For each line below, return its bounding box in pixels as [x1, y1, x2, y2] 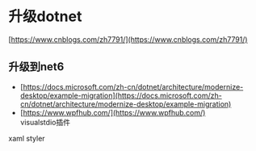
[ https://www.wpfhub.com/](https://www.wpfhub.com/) [19, 107, 206, 117]
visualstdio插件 [19, 117, 71, 127]
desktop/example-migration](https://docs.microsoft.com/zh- [19, 90, 222, 100]
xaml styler [8, 133, 46, 143]
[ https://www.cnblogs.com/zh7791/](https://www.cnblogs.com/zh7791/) [8, 34, 248, 44]
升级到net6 [8, 60, 65, 73]
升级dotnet [8, 7, 82, 26]
